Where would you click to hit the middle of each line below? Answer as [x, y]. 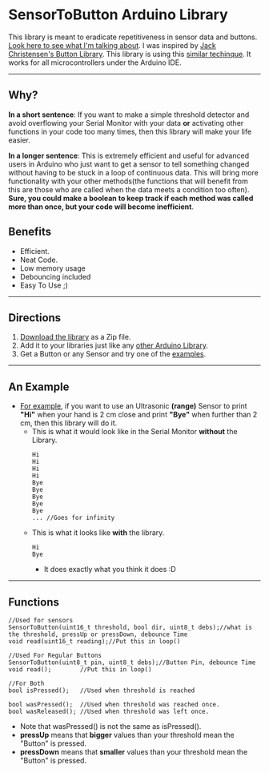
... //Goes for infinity [73, 518]
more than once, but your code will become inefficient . [101, 207]
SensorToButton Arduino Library [118, 15]
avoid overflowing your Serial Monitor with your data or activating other [126, 123]
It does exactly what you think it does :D [110, 570]
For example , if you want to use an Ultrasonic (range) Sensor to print [133, 406]
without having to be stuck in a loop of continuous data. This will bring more [133, 172]
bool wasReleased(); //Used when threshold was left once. [109, 711]
